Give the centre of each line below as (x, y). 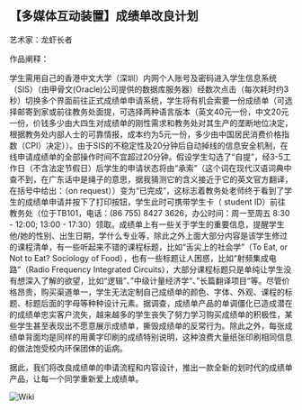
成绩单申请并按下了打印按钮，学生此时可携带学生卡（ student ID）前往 (155, 202)
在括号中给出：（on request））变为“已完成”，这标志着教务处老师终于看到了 (147, 190)
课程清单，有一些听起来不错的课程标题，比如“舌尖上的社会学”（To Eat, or (152, 247)
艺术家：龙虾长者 (41, 40)
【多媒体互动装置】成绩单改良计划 (104, 16)
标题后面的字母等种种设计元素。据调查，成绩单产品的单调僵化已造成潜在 (159, 303)
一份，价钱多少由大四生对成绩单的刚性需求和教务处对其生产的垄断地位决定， (151, 123)
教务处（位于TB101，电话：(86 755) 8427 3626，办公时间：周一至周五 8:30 (150, 213)
